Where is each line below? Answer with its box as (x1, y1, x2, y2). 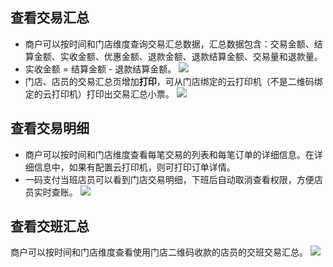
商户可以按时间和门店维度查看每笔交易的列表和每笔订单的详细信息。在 (24, 148, 315, 160)
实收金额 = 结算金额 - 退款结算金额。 (24, 63, 177, 75)
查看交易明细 (10, 120, 90, 137)
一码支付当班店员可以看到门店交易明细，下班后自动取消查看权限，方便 (24, 173, 315, 185)
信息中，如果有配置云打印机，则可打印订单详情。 (33, 161, 236, 173)
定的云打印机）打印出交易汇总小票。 (24, 88, 175, 100)
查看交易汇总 (10, 9, 90, 27)
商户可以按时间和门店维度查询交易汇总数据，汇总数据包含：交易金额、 (24, 38, 315, 50)
